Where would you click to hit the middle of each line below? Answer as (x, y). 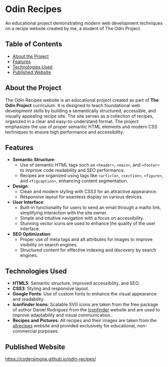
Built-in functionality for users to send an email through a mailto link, (91, 208)
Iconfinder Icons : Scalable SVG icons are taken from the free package (85, 304)
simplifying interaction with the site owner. (64, 213)
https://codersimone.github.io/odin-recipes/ (51, 359)
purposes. (48, 331)
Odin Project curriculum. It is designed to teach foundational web (73, 105)
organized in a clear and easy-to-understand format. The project (72, 121)
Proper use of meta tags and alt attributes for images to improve (86, 239)
